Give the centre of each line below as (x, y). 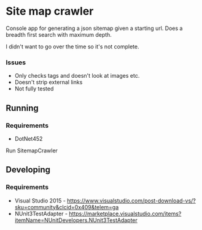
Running (22, 108)
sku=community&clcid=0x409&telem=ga (67, 207)
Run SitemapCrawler (32, 150)
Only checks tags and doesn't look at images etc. (77, 76)
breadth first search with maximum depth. (59, 34)
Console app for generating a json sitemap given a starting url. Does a (94, 28)
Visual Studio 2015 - (40, 201)
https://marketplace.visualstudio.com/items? (125, 213)
